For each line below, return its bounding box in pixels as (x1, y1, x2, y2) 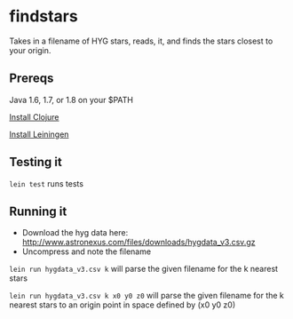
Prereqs (9, 71, 54, 86)
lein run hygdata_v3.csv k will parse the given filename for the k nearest (9, 264, 278, 275)
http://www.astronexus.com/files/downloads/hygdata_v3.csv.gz (21, 237, 256, 248)
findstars (9, 6, 78, 27)
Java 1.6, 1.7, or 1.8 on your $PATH (9, 94, 133, 105)
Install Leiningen (9, 129, 69, 140)
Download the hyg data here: (21, 227, 129, 238)
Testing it (9, 155, 62, 170)
